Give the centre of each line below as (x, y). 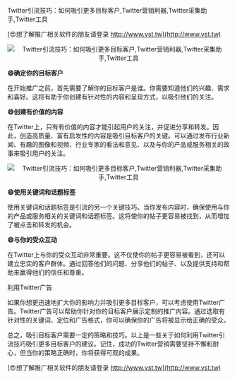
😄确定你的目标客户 (35, 73)
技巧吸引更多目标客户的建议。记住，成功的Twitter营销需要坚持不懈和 (113, 344)
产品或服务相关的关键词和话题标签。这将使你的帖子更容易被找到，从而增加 (121, 216)
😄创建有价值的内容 (35, 112)
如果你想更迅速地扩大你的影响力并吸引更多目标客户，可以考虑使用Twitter (113, 302)
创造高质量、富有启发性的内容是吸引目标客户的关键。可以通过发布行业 (121, 136)
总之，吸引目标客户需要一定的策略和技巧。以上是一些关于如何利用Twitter (113, 335)
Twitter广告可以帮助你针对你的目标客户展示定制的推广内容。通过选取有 (122, 311)
